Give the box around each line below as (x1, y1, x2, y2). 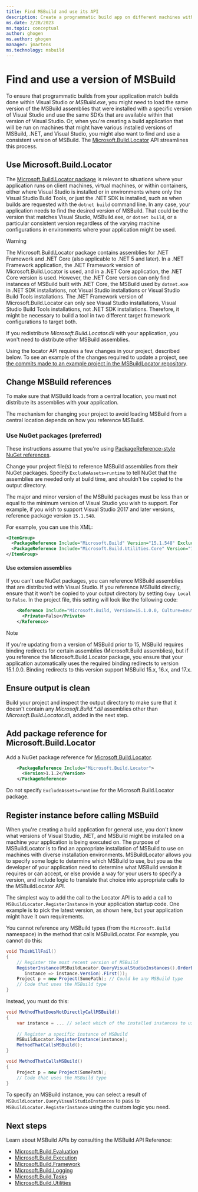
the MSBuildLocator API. (6, 883, 66, 889)
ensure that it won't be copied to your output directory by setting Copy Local (6, 590, 192, 597)
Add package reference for (6, 729, 107, 739)
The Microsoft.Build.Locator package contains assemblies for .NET (6, 249, 169, 256)
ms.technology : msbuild (6, 47, 65, 53)
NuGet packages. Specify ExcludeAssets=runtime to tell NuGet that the (6, 469, 177, 476)
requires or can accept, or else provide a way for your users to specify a (6, 870, 181, 877)
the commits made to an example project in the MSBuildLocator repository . (6, 359, 188, 367)
